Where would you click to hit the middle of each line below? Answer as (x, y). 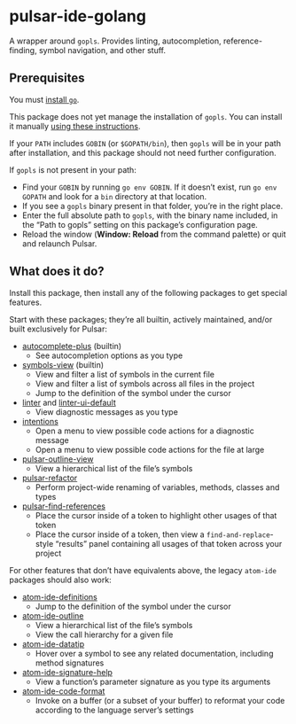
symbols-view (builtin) (63, 364)
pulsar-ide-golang (78, 16)
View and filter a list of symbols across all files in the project (145, 384)
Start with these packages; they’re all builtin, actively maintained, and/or (141, 319)
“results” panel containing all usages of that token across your (169, 543)
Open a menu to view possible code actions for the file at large (150, 449)
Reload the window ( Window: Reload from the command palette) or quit (154, 234)
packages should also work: (61, 580)
